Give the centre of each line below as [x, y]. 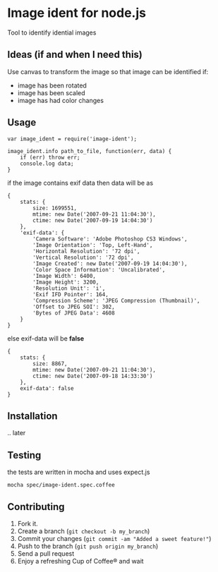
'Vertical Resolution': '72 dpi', [83, 257]
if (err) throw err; [50, 157]
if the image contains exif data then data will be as [80, 183]
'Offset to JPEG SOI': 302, [74, 307]
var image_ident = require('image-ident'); [72, 139]
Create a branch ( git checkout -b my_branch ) [84, 531]
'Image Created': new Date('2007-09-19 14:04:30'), [110, 263]
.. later [17, 433]
